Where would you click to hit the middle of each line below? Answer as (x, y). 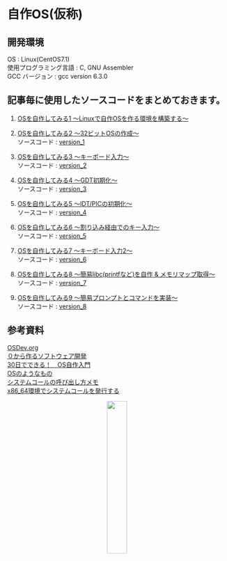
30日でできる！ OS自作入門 (49, 364)
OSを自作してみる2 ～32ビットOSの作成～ (78, 133)
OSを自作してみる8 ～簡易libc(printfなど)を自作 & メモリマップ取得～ (116, 274)
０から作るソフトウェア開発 (47, 356)
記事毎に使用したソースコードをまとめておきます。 (116, 101)
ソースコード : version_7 (52, 283)
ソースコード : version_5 (52, 236)
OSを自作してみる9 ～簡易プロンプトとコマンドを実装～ (97, 297)
